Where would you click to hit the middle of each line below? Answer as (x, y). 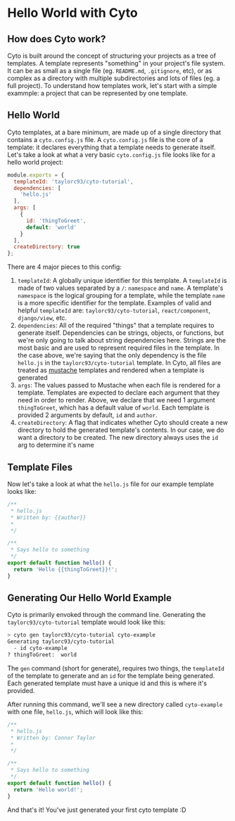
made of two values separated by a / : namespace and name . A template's (120, 288)
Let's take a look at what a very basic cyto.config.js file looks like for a (112, 154)
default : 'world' (51, 227)
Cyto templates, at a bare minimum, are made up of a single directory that (114, 132)
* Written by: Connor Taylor (53, 738)
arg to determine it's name (56, 445)
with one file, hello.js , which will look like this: (75, 711)
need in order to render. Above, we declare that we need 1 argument (116, 400)
